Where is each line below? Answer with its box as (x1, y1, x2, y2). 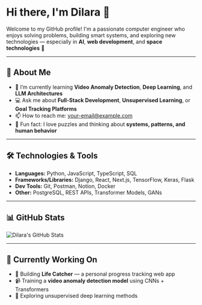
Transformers (14, 286, 49, 293)
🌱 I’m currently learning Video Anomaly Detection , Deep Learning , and (14, 83, 192, 91)
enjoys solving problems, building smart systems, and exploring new (6, 31, 176, 38)
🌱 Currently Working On (6, 255, 97, 265)
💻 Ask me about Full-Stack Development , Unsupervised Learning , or (14, 96, 191, 104)
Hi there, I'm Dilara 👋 (6, 5, 110, 19)
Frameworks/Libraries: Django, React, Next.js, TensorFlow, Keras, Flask (14, 176, 195, 183)
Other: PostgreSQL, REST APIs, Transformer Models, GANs (14, 189, 162, 196)
